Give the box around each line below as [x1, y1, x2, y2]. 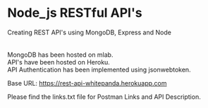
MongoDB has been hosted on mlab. [7, 50, 114, 59]
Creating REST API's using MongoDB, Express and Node [7, 28, 171, 36]
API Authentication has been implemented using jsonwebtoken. [7, 65, 192, 74]
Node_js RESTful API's [7, 5, 142, 21]
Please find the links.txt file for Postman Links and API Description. [7, 93, 201, 101]
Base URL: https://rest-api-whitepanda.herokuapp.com [7, 79, 167, 87]
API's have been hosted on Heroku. [7, 58, 111, 66]
